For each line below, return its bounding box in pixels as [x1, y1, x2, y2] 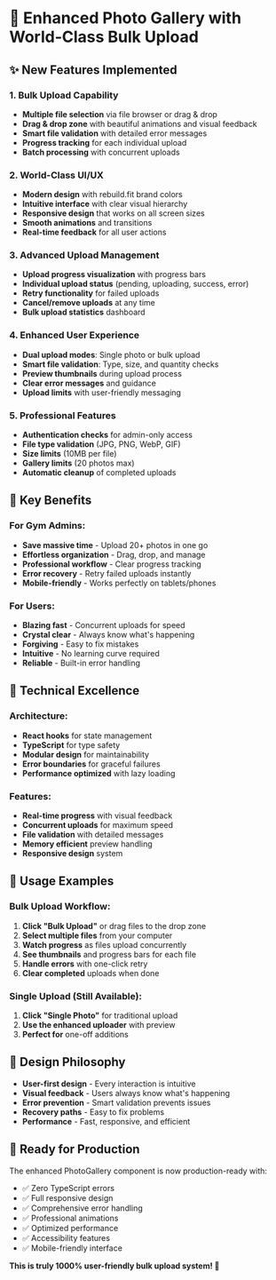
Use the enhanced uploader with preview [21, 1020, 176, 1030]
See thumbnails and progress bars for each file [21, 949, 197, 959]
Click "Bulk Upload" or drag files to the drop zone [21, 920, 207, 931]
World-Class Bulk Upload [9, 27, 200, 47]
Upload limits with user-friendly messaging [21, 386, 182, 398]
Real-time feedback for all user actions [21, 227, 167, 238]
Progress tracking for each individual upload [21, 137, 187, 147]
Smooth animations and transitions [21, 218, 153, 228]
